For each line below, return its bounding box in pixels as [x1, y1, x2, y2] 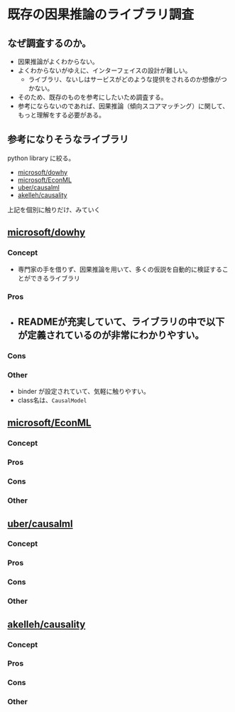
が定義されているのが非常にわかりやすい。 [17, 329, 204, 341]
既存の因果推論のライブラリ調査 [7, 6, 195, 23]
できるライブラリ [30, 273, 80, 282]
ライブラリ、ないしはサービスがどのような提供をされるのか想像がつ [28, 75, 227, 83]
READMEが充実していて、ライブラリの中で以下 [17, 315, 225, 328]
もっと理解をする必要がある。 [17, 111, 105, 119]
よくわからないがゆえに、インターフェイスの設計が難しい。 [17, 66, 192, 75]
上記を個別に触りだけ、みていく [7, 205, 101, 214]
